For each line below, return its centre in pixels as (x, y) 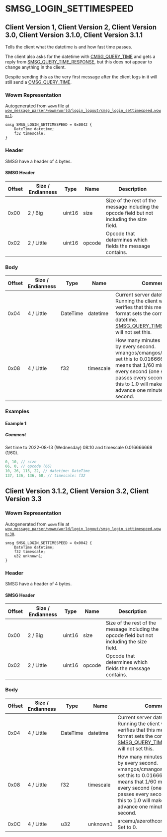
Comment (16, 435)
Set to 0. (127, 827)
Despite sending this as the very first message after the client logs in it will (81, 77)
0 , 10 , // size (21, 462)
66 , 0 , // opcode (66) (29, 466)
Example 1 (16, 423)
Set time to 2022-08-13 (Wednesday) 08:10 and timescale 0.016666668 (79, 447)
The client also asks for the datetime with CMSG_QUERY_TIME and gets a (80, 56)
